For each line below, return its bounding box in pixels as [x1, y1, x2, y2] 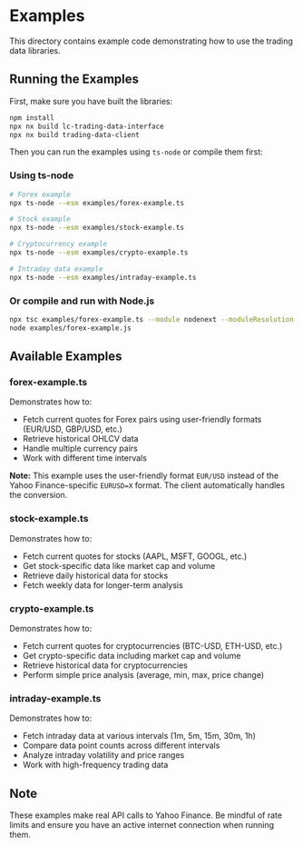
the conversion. [9, 490, 68, 501]
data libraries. [9, 45, 61, 55]
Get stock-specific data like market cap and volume [22, 560, 216, 571]
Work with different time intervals [22, 453, 148, 463]
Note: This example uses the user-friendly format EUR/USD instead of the [9, 470, 279, 482]
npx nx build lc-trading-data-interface [9, 122, 165, 131]
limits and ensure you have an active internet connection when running [9, 820, 275, 831]
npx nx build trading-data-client [9, 130, 141, 139]
